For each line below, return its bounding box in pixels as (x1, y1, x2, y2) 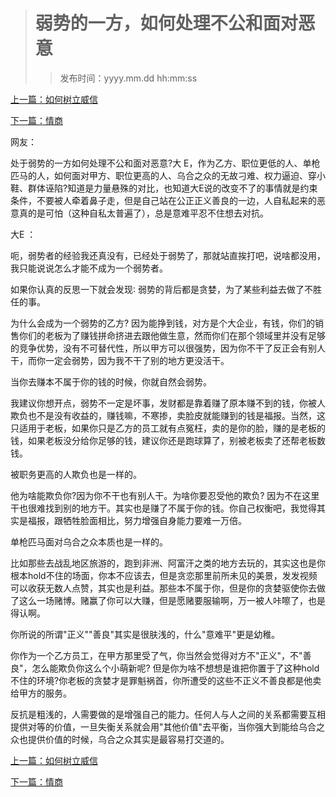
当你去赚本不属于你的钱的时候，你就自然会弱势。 (10, 375, 212, 388)
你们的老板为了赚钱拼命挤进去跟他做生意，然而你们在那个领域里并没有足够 (18, 329, 326, 341)
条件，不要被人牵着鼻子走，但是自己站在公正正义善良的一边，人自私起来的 (10, 194, 317, 206)
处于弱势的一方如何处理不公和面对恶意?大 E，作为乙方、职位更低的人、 (10, 157, 303, 169)
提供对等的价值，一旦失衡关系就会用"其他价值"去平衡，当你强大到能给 (10, 720, 300, 733)
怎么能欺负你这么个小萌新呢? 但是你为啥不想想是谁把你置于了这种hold (31, 662, 320, 674)
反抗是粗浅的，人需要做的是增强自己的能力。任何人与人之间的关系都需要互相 (10, 708, 326, 720)
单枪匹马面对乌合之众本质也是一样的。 (10, 535, 168, 548)
